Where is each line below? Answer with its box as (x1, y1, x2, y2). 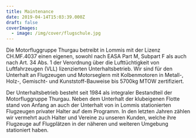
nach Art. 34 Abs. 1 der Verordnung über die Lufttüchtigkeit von (6, 59, 160, 66)
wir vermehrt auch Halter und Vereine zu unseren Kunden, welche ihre (6, 114, 177, 121)
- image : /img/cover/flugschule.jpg (11, 31, 101, 36)
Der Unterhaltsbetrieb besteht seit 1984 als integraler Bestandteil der (6, 89, 173, 96)
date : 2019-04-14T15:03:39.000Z (6, 14, 85, 20)
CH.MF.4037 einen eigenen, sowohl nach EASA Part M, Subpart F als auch (6, 53, 187, 60)
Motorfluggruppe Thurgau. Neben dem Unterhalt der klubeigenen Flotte (6, 95, 180, 103)
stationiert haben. (6, 127, 49, 134)
